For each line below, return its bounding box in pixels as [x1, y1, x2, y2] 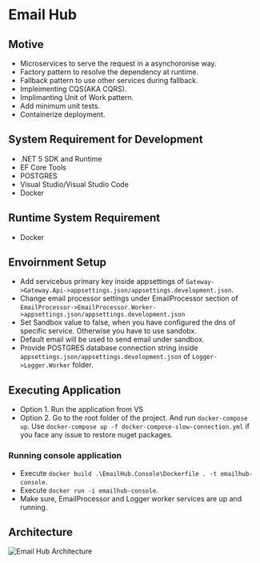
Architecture [8, 525, 74, 539]
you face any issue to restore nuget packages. [19, 430, 174, 440]
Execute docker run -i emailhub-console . [19, 485, 158, 495]
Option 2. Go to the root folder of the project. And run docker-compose [19, 413, 248, 423]
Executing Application [8, 383, 122, 397]
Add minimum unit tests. [19, 102, 100, 110]
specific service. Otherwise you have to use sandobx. [19, 326, 198, 336]
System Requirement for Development [8, 133, 203, 146]
